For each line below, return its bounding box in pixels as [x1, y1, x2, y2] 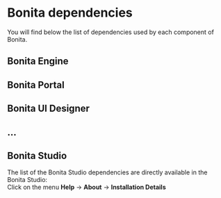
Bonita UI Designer [7, 103, 90, 115]
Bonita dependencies [7, 5, 133, 21]
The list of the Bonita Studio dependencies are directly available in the [7, 168, 208, 176]
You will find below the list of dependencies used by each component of [7, 28, 214, 36]
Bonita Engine [7, 56, 69, 67]
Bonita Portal [7, 79, 65, 91]
